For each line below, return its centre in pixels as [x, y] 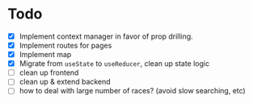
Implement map [45, 55]
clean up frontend [49, 72]
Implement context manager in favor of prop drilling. [106, 36]
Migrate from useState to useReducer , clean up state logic [114, 64]
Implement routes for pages [65, 45]
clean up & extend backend [65, 82]
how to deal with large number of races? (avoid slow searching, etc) [132, 91]
